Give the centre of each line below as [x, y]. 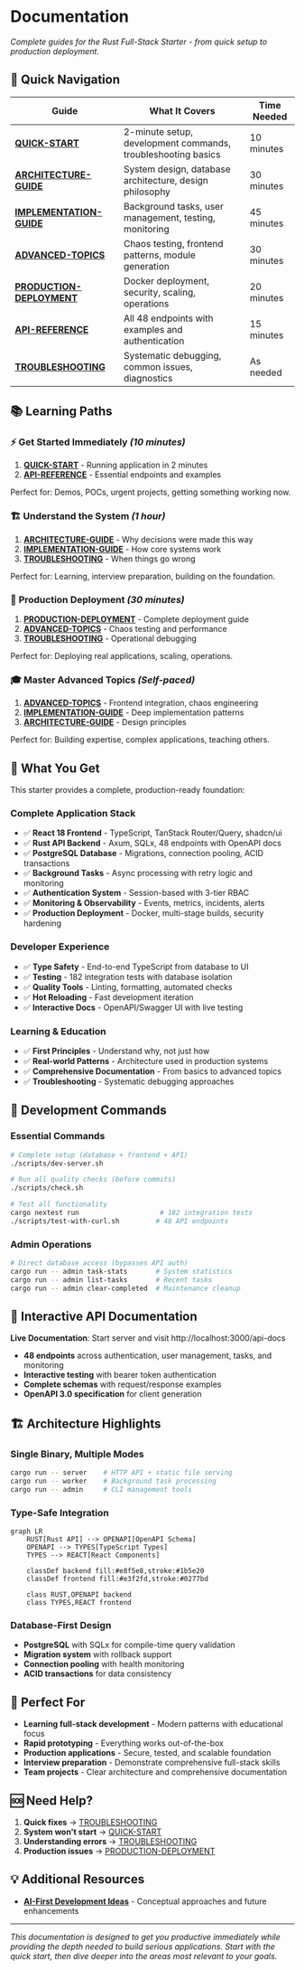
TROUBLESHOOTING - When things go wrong [110, 559]
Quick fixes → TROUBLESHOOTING [90, 1822]
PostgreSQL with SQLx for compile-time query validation [129, 1645]
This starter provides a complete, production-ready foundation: [128, 790]
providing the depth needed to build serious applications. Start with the [143, 1946]
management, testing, [169, 217]
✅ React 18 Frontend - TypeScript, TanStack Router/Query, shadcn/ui [152, 833]
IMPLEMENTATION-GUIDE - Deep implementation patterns [134, 712]
